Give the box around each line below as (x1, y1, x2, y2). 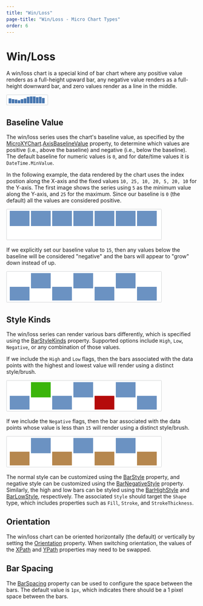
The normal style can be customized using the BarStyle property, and (6, 473, 180, 480)
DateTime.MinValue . (6, 159, 55, 167)
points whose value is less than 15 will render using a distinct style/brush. (6, 424, 190, 431)
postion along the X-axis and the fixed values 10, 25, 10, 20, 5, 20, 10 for (6, 177, 197, 185)
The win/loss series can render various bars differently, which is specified (6, 330, 191, 337)
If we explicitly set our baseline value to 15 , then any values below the (6, 246, 181, 253)
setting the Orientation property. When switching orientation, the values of (6, 539, 192, 546)
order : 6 (6, 22, 28, 29)
